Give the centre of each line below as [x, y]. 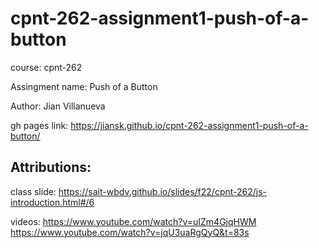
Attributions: [51, 167]
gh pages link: [39, 125]
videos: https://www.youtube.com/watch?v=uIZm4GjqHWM [133, 221]
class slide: [33, 191]
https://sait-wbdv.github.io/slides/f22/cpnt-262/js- [163, 191]
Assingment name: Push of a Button [84, 86]
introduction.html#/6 [52, 202]
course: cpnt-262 [46, 67]
